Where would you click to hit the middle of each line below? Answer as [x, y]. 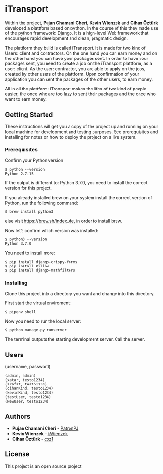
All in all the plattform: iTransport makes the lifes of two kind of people [76, 89]
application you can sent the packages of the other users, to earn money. [79, 79]
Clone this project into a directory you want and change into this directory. [80, 294]
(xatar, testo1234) [25, 380]
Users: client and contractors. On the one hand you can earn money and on [81, 53]
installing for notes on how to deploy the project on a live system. [71, 137]
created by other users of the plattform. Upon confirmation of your [72, 74]
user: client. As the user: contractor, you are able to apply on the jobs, [75, 69]
